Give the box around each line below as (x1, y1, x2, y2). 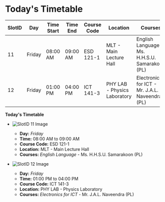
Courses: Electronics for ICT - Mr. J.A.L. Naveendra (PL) (19, 191, 134, 197)
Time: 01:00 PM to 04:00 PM (19, 175, 79, 181)
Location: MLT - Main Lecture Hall (19, 146, 89, 152)
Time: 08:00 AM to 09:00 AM (19, 136, 80, 142)
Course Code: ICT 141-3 (19, 181, 69, 187)
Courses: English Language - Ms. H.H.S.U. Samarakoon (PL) (19, 151, 143, 157)
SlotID (7, 24, 22, 31)
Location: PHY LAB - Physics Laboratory (19, 186, 103, 192)
